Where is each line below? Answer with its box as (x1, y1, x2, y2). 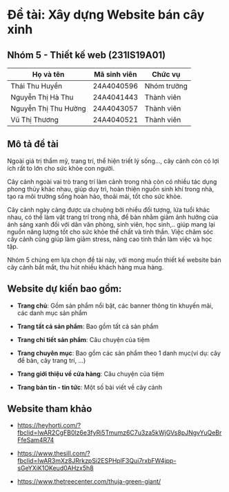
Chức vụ (151, 70, 181, 79)
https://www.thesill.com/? (17, 449, 91, 457)
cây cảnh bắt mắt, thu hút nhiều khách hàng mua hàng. (7, 263, 164, 271)
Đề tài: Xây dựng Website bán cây (7, 7, 205, 23)
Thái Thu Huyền (10, 82, 63, 91)
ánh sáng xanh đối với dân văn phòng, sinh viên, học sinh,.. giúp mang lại (7, 220, 215, 228)
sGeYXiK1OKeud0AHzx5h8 (17, 464, 94, 473)
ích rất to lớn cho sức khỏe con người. (7, 164, 115, 172)
